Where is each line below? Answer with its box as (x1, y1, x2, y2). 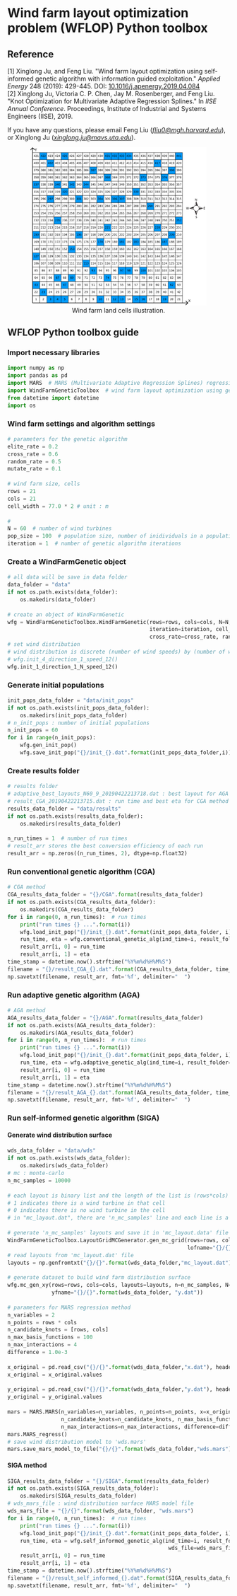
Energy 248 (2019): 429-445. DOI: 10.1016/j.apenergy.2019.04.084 (7, 82, 200, 90)
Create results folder (7, 765, 80, 775)
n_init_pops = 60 (7, 727, 59, 734)
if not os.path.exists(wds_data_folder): (7, 1155, 131, 1162)
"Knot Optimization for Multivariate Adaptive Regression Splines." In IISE (7, 97, 217, 105)
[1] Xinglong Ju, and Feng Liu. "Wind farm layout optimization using (7, 67, 203, 75)
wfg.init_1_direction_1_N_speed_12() (7, 663, 119, 670)
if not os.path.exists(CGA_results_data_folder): (7, 898, 157, 906)
